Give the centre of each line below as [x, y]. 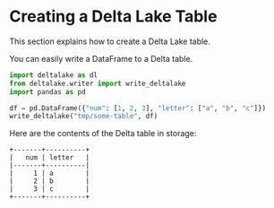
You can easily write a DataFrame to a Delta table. [101, 58]
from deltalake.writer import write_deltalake [98, 83]
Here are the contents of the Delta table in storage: [103, 134]
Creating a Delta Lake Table [113, 17]
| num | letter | [50, 158]
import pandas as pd [48, 91]
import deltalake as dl [54, 75]
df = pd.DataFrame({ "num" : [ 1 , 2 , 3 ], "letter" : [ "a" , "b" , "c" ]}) [138, 108]
